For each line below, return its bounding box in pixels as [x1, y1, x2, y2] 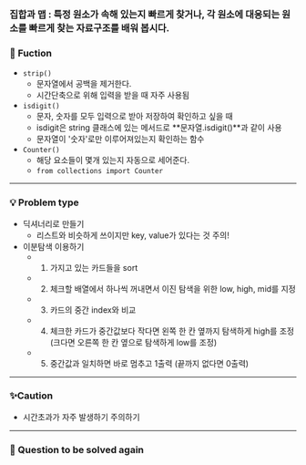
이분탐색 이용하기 [22, 241, 85, 252]
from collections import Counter [36, 167, 164, 176]
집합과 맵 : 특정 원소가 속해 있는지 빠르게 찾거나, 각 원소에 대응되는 [9, 7, 280, 20]
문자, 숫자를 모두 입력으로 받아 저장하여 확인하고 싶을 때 [36, 111, 234, 122]
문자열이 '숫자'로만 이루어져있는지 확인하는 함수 [36, 134, 205, 145]
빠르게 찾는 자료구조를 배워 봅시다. [28, 21, 170, 34]
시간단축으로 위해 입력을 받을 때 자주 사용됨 [36, 89, 189, 101]
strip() [22, 69, 52, 78]
